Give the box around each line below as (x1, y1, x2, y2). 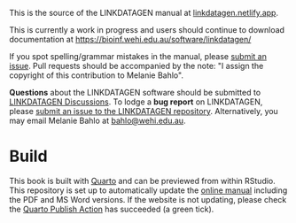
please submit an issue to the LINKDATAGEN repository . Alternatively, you (9, 106, 279, 116)
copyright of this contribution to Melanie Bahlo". (9, 70, 184, 81)
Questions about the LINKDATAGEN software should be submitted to (9, 88, 261, 97)
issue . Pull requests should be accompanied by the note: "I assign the (9, 61, 264, 71)
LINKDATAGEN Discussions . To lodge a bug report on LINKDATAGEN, (9, 96, 263, 107)
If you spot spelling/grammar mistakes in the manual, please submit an (9, 51, 268, 61)
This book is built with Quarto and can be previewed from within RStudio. (9, 175, 277, 186)
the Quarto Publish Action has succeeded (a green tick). (9, 204, 214, 214)
